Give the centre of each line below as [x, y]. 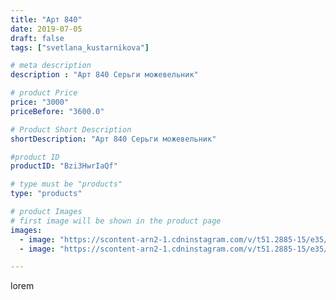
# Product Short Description [71, 129]
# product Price [44, 93]
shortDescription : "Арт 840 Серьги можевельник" [113, 139]
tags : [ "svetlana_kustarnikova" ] [80, 47]
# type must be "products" [66, 184]
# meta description [51, 66]
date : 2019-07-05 [46, 29]
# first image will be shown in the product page [116, 221]
